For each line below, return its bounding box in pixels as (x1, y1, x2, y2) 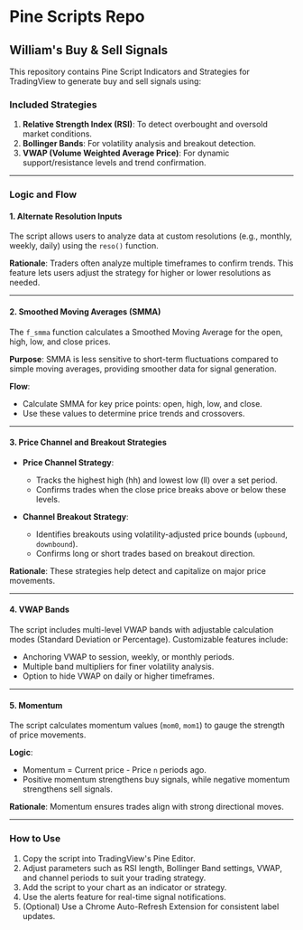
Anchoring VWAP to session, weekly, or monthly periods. (22, 652, 234, 662)
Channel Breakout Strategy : (22, 511, 129, 521)
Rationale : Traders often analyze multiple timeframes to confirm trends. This (9, 258, 294, 268)
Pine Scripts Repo (9, 6, 145, 27)
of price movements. (9, 729, 87, 740)
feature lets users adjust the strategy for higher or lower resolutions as (9, 268, 271, 278)
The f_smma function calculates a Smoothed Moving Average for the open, (9, 326, 283, 337)
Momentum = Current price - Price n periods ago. (22, 765, 207, 775)
